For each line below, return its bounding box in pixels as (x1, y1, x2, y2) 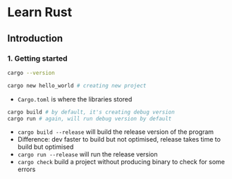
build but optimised (17, 142, 74, 152)
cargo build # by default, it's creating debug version (7, 109, 175, 116)
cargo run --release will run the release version (17, 150, 158, 159)
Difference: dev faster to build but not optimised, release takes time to (17, 135, 221, 144)
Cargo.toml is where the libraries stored (17, 94, 133, 103)
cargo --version (7, 69, 55, 76)
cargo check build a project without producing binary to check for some (17, 158, 226, 166)
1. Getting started (7, 54, 68, 63)
